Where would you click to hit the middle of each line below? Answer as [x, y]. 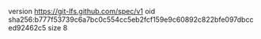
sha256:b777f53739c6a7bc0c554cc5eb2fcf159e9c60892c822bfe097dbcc [131, 19]
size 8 [58, 28]
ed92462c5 [27, 28]
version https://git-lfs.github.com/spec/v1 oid [82, 11]
